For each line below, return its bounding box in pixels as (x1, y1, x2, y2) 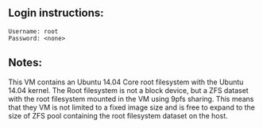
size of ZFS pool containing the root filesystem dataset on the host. (8, 111, 228, 120)
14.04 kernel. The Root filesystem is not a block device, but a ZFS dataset (8, 85, 249, 95)
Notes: (8, 56, 42, 70)
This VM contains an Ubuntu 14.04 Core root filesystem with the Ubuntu (8, 77, 244, 87)
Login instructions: (8, 6, 105, 20)
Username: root (8, 27, 59, 35)
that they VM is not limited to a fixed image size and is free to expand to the (8, 103, 256, 112)
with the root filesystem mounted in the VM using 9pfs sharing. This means (8, 94, 254, 103)
